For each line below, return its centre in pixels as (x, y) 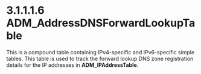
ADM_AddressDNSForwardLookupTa (101, 23)
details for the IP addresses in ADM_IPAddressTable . (72, 65)
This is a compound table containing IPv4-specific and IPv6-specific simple (101, 52)
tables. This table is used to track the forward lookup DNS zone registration (100, 58)
